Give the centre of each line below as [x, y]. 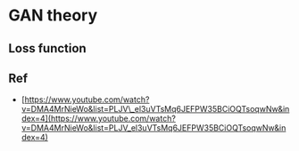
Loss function [47, 48]
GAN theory [53, 16]
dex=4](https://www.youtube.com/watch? [98, 119]
